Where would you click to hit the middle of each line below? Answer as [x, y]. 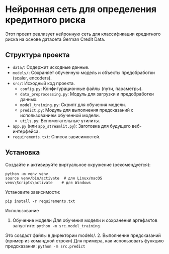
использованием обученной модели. [60, 115]
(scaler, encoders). [32, 78]
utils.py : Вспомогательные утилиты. [60, 120]
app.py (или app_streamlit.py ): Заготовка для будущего [71, 126]
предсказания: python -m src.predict [45, 246]
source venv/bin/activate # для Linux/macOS [54, 178]
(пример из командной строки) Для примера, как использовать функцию [84, 240]
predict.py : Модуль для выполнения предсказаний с [77, 110]
